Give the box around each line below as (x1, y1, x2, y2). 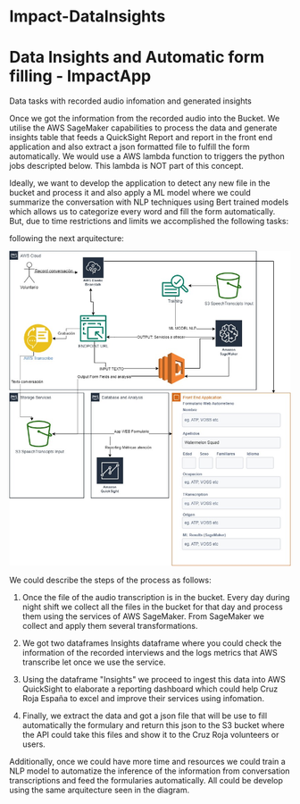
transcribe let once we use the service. (21, 657, 166, 667)
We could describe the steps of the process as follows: (9, 574, 212, 586)
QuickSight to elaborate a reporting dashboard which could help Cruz (21, 683, 279, 694)
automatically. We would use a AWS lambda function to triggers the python (9, 151, 285, 162)
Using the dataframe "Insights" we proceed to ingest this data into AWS (21, 674, 286, 685)
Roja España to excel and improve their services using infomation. (21, 693, 265, 704)
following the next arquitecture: (9, 233, 125, 244)
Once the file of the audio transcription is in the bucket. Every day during (21, 592, 290, 603)
